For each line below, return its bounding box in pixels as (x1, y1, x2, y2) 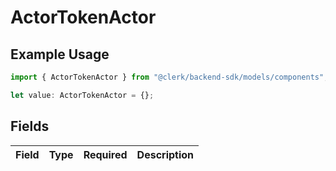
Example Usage (10, 46, 110, 63)
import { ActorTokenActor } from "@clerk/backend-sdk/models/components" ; (10, 72, 329, 82)
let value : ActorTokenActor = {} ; (10, 90, 155, 100)
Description (136, 147, 195, 161)
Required (83, 147, 128, 161)
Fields (10, 118, 50, 135)
